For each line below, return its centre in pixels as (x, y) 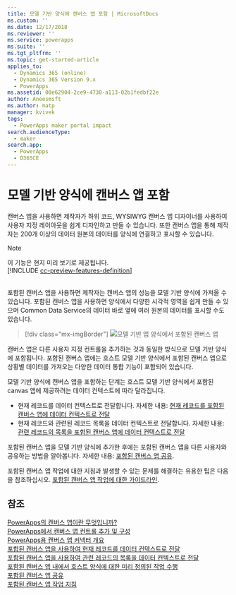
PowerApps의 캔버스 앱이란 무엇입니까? (62, 522)
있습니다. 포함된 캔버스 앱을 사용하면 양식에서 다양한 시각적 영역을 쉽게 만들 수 (114, 301)
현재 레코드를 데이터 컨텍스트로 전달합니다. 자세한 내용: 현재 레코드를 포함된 (121, 405)
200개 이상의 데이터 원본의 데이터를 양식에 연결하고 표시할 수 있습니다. (117, 234)
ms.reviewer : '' (31, 34)
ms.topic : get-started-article (53, 60)
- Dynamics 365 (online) (50, 73)
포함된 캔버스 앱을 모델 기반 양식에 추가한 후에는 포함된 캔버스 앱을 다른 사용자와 (117, 447)
